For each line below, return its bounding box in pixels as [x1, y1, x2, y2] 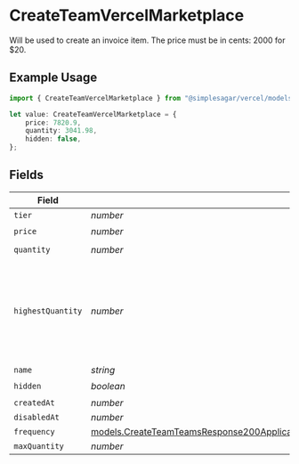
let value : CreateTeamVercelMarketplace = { [9, 110, 177, 118]
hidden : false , [25, 134, 82, 143]
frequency [13, 427, 55, 436]
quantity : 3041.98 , [25, 126, 98, 135]
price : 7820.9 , [25, 118, 82, 127]
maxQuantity [13, 441, 65, 451]
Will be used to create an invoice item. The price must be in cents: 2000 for [9, 35, 286, 45]
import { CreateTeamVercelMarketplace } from [9, 94, 181, 102]
